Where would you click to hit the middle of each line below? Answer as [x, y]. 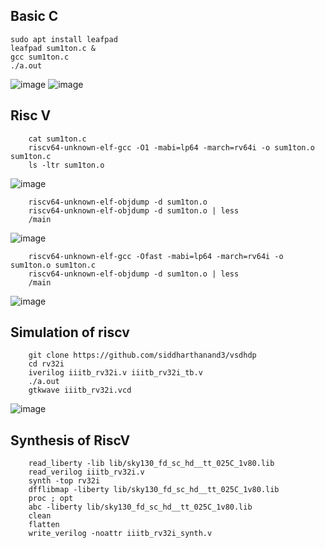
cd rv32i [46, 364]
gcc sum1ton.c [40, 57]
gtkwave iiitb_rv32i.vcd [80, 390]
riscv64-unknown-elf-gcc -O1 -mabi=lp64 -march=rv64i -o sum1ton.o [171, 147]
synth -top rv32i [64, 481]
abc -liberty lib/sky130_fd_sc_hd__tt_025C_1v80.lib [140, 507]
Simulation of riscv [70, 332]
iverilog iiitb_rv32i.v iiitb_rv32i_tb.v [115, 373]
